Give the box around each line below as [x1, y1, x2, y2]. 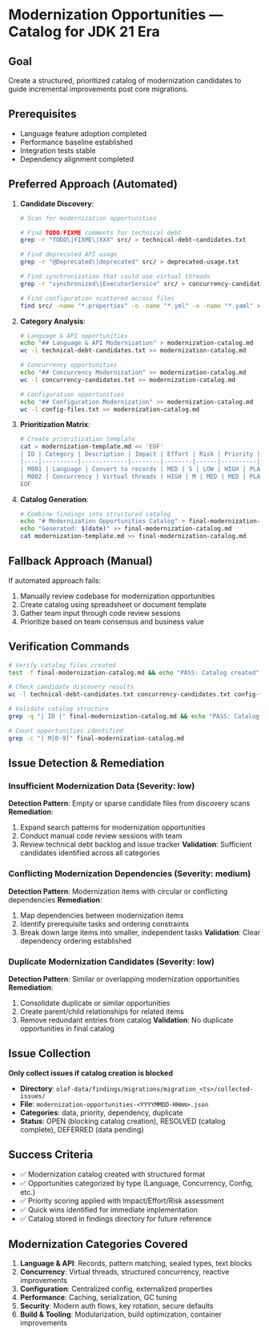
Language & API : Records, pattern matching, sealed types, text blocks [19, 1259, 252, 1269]
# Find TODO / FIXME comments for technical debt [19, 228, 182, 237]
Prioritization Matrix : [19, 420, 90, 429]
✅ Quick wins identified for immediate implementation [19, 1204, 199, 1214]
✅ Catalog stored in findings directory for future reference [19, 1213, 212, 1223]
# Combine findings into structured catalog [19, 510, 171, 518]
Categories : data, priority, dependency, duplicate [19, 1108, 183, 1117]
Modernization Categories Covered [8, 1237, 188, 1251]
